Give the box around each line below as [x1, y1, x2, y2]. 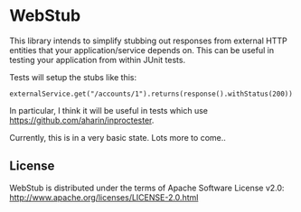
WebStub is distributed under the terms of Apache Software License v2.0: [9, 182, 285, 193]
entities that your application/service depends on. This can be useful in [9, 44, 274, 55]
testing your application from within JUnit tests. [9, 54, 186, 65]
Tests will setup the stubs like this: [9, 71, 137, 82]
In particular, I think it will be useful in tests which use [9, 105, 209, 115]
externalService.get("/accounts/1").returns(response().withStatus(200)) [9, 89, 294, 98]
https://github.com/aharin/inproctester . [9, 115, 155, 125]
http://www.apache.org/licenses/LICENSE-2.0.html [9, 191, 199, 203]
